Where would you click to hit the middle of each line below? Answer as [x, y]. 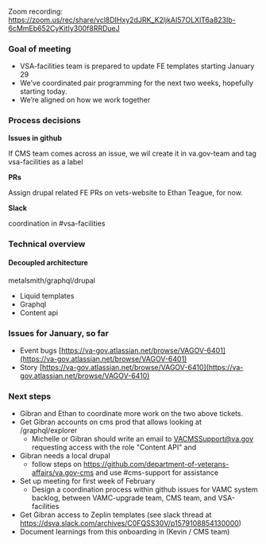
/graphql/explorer [48, 430]
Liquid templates [47, 295]
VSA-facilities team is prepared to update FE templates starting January [137, 66]
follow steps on [56, 465]
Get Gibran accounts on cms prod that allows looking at [111, 422]
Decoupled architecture [48, 263]
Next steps [30, 396]
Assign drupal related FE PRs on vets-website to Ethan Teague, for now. [126, 192]
